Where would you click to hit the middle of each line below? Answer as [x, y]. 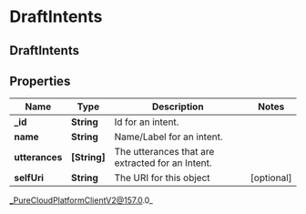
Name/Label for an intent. [168, 137]
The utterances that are [164, 152]
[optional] [271, 178]
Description [178, 107]
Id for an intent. [147, 122]
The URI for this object [163, 178]
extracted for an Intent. [163, 163]
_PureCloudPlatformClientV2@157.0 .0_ [81, 200]
